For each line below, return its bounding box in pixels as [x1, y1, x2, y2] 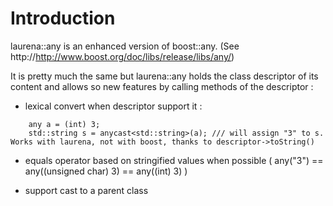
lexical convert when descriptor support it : [24, 100, 203, 112]
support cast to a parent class [24, 184, 149, 196]
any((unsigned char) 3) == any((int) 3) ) [24, 165, 188, 177]
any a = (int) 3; [28, 119, 101, 129]
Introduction [10, 7, 116, 30]
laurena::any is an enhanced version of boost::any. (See [10, 40, 240, 52]
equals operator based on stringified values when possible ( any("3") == [24, 154, 324, 166]
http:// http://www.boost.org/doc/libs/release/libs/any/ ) [10, 50, 235, 62]
